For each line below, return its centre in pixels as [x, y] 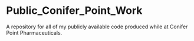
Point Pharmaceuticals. [34, 32]
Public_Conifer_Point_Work [74, 11]
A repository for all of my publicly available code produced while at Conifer [97, 27]
